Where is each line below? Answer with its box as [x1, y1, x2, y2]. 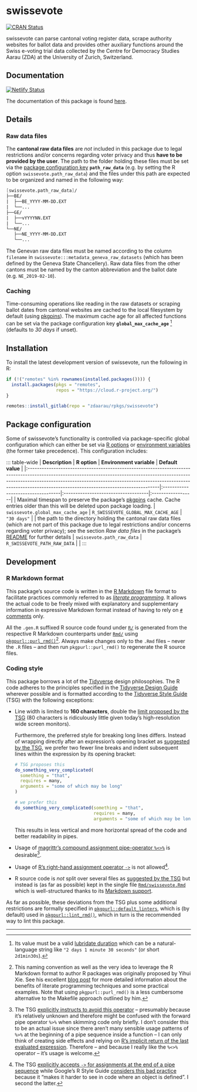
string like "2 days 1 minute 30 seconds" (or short [38, 945, 159, 953]
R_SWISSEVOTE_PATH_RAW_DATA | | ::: [6, 540, 87, 547]
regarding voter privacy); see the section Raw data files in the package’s [6, 528, 182, 535]
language [14, 945, 38, 953]
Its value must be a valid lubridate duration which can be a [14, 940, 156, 947]
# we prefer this [14, 800, 57, 805]
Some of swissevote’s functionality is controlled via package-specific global [6, 435, 189, 442]
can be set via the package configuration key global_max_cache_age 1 [6, 319, 172, 327]
